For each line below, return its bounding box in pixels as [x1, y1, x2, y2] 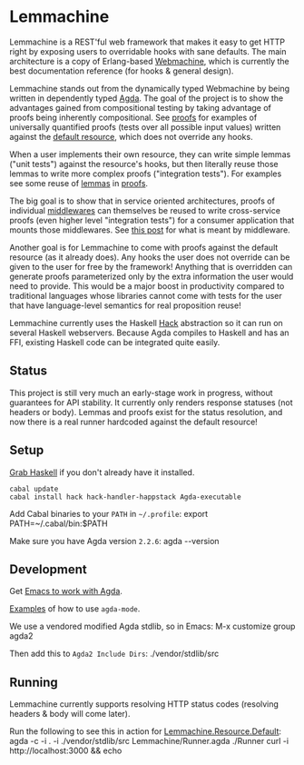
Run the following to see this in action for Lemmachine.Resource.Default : [9, 726, 282, 737]
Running [9, 674, 59, 690]
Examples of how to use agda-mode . [9, 603, 141, 614]
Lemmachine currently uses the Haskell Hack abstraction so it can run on [9, 317, 283, 328]
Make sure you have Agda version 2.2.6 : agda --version [9, 535, 220, 546]
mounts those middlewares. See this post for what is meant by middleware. [9, 224, 290, 235]
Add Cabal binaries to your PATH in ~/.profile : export [9, 508, 209, 519]
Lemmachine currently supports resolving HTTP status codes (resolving [9, 699, 279, 710]
